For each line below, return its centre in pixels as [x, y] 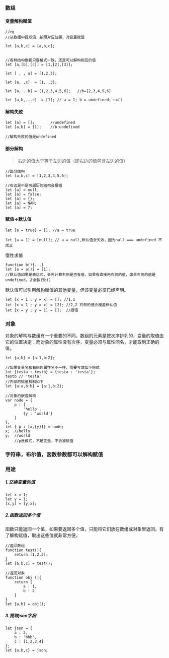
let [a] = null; [22, 190]
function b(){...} [24, 265]
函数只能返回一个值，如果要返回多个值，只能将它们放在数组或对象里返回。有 [84, 529]
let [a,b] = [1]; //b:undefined [43, 127]
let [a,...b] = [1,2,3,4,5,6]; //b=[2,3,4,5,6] [58, 91]
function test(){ [23, 550]
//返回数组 [15, 546]
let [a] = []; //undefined [40, 123]
